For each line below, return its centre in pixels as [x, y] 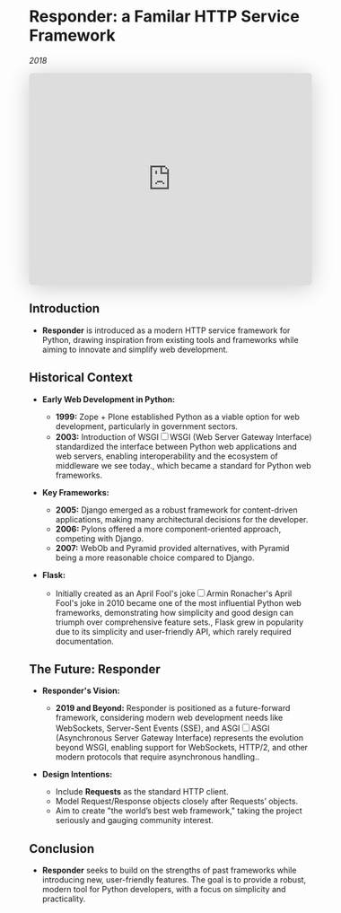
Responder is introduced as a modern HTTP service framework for [166, 330]
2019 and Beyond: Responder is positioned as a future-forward [173, 708]
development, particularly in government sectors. [146, 426]
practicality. [64, 899]
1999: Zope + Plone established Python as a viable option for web [177, 417]
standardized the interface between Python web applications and [176, 446]
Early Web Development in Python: [108, 399]
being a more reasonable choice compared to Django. [155, 557]
